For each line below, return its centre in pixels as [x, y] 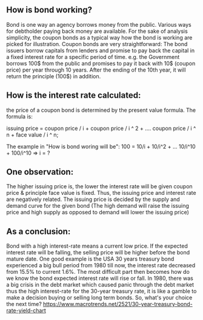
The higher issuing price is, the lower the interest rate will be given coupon [99, 186]
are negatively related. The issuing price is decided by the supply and [93, 199]
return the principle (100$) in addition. [54, 76]
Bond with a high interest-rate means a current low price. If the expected [97, 246]
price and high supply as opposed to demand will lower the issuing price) [98, 213]
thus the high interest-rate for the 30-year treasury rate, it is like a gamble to [101, 291]
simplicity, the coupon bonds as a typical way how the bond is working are [99, 37]
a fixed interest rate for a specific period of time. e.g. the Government [93, 56]
